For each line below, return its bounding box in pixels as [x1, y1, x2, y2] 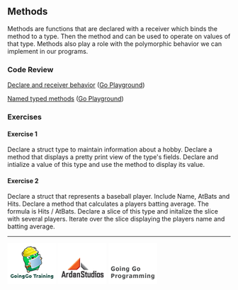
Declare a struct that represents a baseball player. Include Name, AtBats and [7, 192, 230, 201]
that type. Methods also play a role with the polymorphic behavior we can [7, 39, 222, 48]
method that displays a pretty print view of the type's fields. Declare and [7, 153, 218, 161]
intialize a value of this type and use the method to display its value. [7, 161, 205, 169]
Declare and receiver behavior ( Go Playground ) [7, 81, 145, 89]
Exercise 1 [7, 129, 38, 138]
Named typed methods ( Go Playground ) [7, 95, 124, 103]
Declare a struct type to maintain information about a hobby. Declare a [7, 145, 212, 154]
